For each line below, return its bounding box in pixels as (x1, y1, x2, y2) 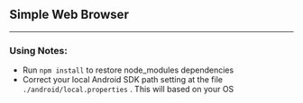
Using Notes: (9, 44, 68, 56)
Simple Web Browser (9, 7, 129, 22)
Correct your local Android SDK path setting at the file (22, 74, 224, 85)
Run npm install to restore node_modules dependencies (22, 64, 234, 75)
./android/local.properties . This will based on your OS (22, 84, 234, 95)
